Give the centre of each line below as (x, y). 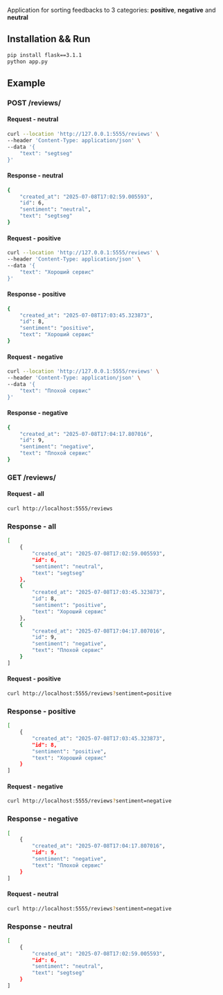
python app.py (28, 62)
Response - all (32, 526)
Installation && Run (49, 39)
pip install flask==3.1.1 (44, 55)
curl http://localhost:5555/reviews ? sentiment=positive (89, 693)
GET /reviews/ (32, 477)
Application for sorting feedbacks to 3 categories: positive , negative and (111, 10)
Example (26, 83)
